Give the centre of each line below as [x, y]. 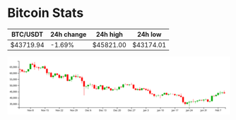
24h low [149, 35]
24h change [69, 35]
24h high [110, 35]
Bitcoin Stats [46, 13]
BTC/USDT [28, 35]
